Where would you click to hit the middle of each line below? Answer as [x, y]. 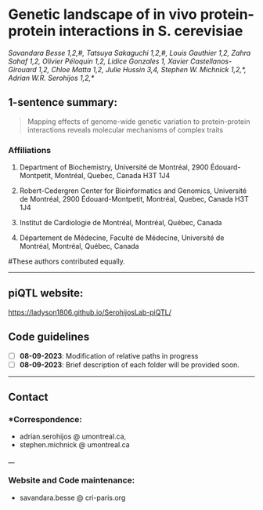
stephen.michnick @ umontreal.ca [75, 445]
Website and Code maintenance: [72, 480]
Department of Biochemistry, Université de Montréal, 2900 [114, 167]
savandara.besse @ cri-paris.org [72, 497]
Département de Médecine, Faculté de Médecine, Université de [122, 238]
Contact [28, 397]
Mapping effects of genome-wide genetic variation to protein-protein [139, 121]
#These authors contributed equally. [67, 261]
